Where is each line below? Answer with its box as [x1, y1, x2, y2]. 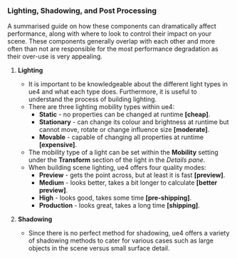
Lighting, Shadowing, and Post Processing [7, 6, 157, 16]
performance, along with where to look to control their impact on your [7, 29, 212, 38]
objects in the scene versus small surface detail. [28, 244, 170, 253]
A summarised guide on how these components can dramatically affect [7, 22, 217, 31]
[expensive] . [38, 141, 77, 149]
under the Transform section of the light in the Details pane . [28, 156, 206, 164]
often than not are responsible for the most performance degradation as [7, 45, 218, 54]
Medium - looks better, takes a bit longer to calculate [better [38, 178, 218, 187]
